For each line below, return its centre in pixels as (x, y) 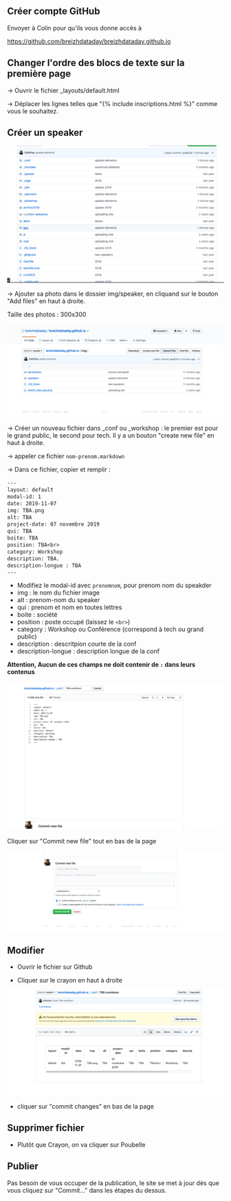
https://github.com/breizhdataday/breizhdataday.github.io (89, 41)
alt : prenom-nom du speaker (58, 600)
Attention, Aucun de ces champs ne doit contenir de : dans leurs (101, 665)
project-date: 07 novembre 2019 (53, 524)
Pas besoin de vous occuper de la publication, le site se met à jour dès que (113, 1183)
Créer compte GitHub (54, 11)
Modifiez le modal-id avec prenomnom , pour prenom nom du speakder (114, 586)
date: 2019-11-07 (32, 504)
